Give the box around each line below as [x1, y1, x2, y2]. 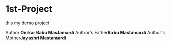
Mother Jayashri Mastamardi [5, 35, 66, 41]
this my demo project [5, 20, 50, 26]
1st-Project [5, 3, 52, 15]
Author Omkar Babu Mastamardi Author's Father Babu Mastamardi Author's [5, 29, 165, 35]
